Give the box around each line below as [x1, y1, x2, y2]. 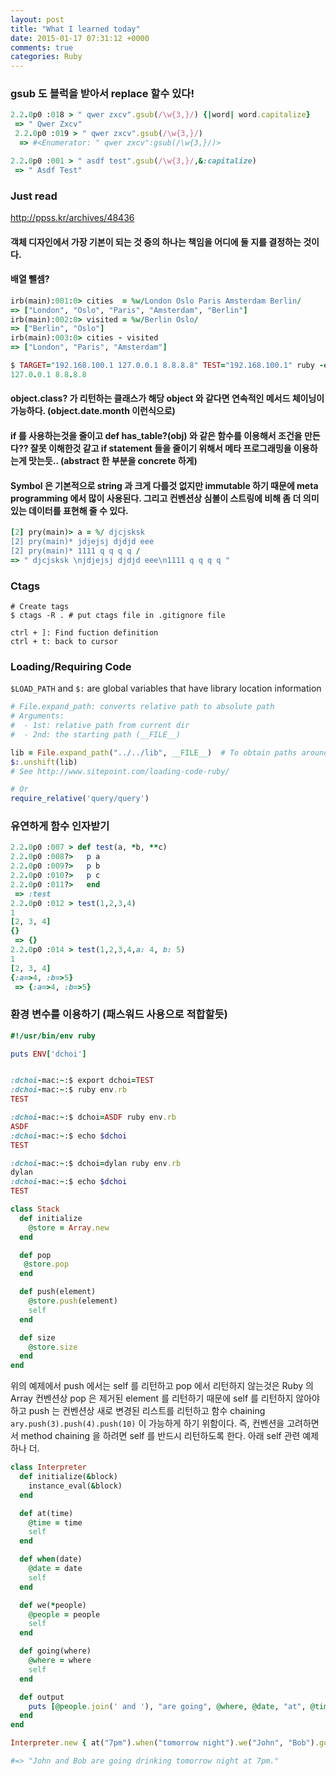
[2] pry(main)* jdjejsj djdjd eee [10, 537, 155, 547]
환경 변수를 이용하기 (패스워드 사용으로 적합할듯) [10, 1007, 228, 1021]
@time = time [28, 1517, 83, 1528]
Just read [10, 189, 58, 203]
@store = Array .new [28, 1222, 110, 1233]
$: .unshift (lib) [10, 757, 78, 767]
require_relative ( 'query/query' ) [10, 794, 150, 804]
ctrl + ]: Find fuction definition [10, 627, 159, 638]
